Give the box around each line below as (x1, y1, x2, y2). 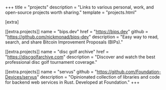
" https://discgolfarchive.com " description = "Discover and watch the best (5, 54, 156, 60)
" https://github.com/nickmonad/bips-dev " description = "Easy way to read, (5, 34, 159, 40)
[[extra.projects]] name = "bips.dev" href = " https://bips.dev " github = (5, 29, 149, 34)
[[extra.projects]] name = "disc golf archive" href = (5, 49, 109, 54)
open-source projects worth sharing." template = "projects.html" (5, 9, 137, 15)
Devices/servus (5, 74, 37, 80)
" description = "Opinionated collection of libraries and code (37, 74, 160, 80)
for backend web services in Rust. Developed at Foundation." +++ (5, 79, 140, 85)
